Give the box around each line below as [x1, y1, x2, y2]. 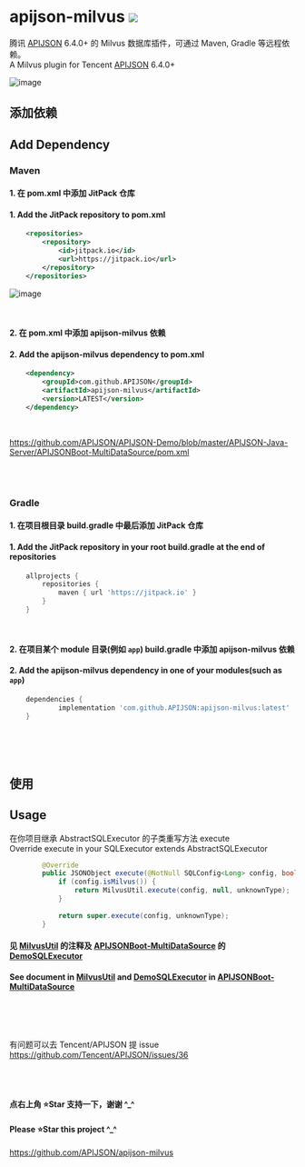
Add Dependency [9, 136, 111, 152]
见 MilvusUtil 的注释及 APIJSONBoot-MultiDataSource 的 [9, 941, 226, 952]
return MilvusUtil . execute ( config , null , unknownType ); [74, 886, 290, 895]
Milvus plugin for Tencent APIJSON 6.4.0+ [16, 59, 175, 70]
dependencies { [25, 694, 84, 703]
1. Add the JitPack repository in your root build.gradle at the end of [9, 541, 266, 552]
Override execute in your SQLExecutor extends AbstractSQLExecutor [9, 843, 268, 853]
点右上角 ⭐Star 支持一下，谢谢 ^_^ [9, 1098, 135, 1110]
